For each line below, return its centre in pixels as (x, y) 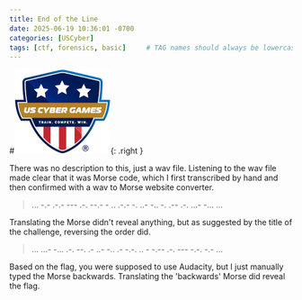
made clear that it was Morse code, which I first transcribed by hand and (144, 178)
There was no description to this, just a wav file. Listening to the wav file (143, 168)
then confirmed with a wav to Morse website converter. (111, 187)
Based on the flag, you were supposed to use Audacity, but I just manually (147, 267)
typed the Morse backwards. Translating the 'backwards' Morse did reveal (147, 277)
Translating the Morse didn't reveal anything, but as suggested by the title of (151, 223)
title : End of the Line (54, 19)
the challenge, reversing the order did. (80, 232)
